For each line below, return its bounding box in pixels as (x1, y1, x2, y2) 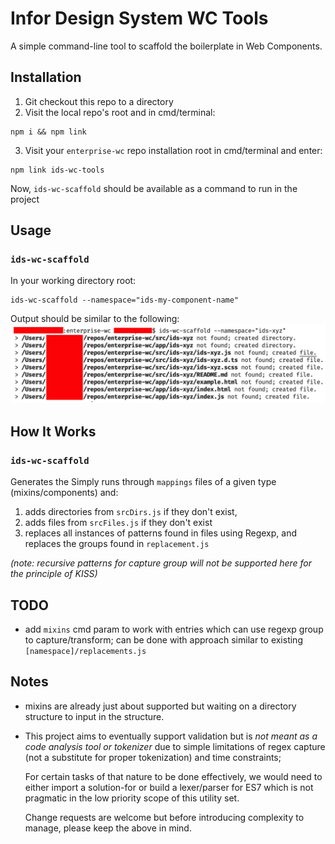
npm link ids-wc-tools (10, 165, 105, 175)
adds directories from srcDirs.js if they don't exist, (24, 506, 238, 518)
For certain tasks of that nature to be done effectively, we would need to (24, 770, 323, 782)
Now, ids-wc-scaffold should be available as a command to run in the (10, 182, 298, 194)
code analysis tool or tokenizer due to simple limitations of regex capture (24, 740, 326, 752)
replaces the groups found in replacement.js (24, 538, 210, 550)
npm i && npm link (10, 127, 87, 137)
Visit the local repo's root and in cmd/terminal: (24, 106, 216, 118)
